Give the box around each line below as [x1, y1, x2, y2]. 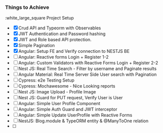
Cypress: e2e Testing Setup [18, 77, 75, 83]
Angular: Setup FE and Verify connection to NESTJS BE [18, 48, 130, 54]
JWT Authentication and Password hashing [18, 31, 106, 37]
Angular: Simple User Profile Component [18, 101, 100, 107]
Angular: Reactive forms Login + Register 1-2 [18, 54, 109, 60]
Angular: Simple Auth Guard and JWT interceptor [18, 107, 117, 112]
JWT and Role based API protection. [18, 37, 92, 43]
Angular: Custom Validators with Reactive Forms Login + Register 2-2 [18, 60, 158, 66]
